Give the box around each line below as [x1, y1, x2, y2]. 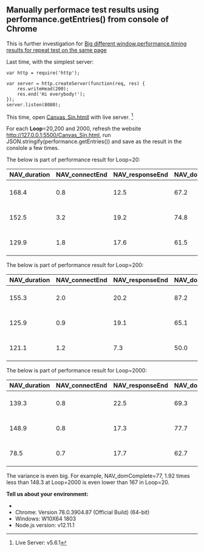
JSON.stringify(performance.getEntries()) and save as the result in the [6, 138, 182, 145]
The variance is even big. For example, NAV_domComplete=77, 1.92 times [6, 473, 190, 480]
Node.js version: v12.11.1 [15, 522, 75, 529]
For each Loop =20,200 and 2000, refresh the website [6, 125, 141, 132]
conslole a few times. [6, 144, 59, 152]
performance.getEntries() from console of [6, 15, 169, 25]
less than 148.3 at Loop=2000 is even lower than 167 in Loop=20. [6, 479, 170, 486]
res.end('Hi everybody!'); [17, 91, 86, 97]
